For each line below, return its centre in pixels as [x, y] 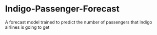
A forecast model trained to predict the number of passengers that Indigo [79, 22]
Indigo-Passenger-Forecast [62, 9]
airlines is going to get [27, 27]
